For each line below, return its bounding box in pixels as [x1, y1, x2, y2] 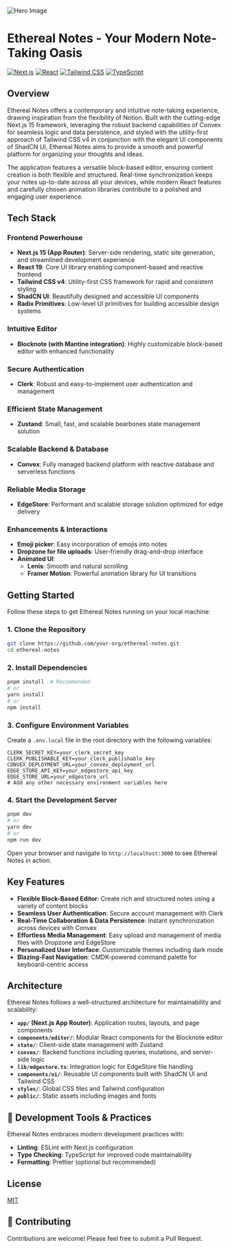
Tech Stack [7, 212, 56, 224]
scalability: [7, 1006, 38, 1014]
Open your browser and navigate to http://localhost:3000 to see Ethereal [7, 849, 218, 857]
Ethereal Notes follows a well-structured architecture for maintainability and [7, 998, 221, 1006]
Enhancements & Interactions [7, 524, 108, 534]
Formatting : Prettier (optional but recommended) [16, 1158, 157, 1167]
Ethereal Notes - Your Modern [7, 31, 181, 46]
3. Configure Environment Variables [7, 720, 129, 730]
